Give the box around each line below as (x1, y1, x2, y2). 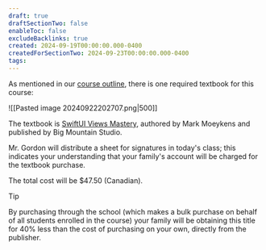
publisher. (8, 232, 42, 242)
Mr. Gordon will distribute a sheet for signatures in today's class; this (8, 143, 236, 152)
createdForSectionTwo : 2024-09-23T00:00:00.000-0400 (8, 49, 189, 57)
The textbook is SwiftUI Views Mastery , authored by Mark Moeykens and (8, 119, 251, 128)
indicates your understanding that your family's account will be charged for (8, 151, 258, 161)
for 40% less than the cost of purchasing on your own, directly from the (8, 223, 247, 234)
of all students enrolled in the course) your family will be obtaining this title (8, 215, 256, 225)
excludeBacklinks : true (8, 34, 89, 43)
